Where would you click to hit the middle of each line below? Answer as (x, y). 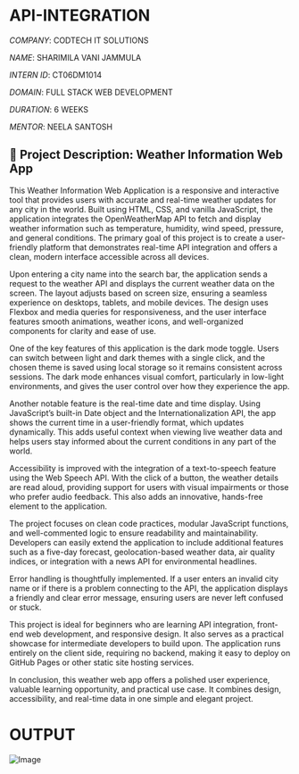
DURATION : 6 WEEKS (49, 109)
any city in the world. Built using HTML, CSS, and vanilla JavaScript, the (141, 209)
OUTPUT (42, 734)
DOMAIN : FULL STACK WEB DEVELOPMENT (91, 92)
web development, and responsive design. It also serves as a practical (154, 634)
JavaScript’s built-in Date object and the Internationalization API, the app (143, 412)
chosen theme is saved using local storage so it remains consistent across (146, 367)
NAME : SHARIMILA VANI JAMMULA (75, 57)
